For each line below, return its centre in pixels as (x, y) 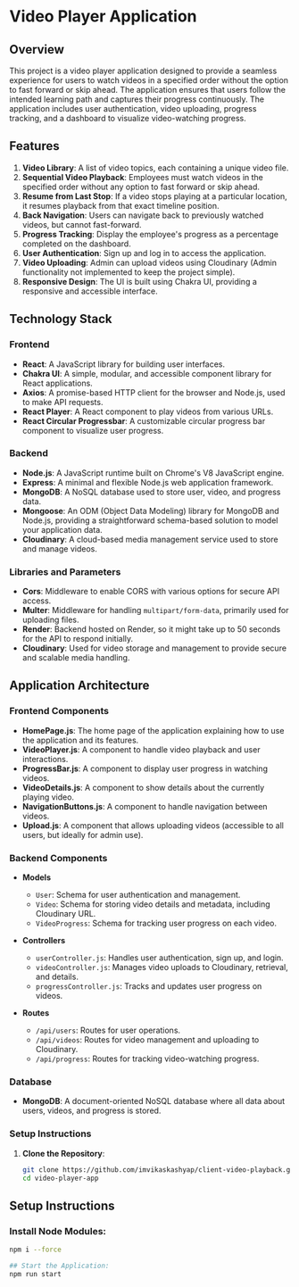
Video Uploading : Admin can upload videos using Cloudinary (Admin (149, 262)
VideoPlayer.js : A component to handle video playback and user (141, 749)
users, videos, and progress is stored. (91, 1111)
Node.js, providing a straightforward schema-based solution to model (150, 520)
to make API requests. (62, 402)
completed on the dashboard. (76, 244)
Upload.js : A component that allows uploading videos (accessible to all (153, 825)
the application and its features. (80, 740)
